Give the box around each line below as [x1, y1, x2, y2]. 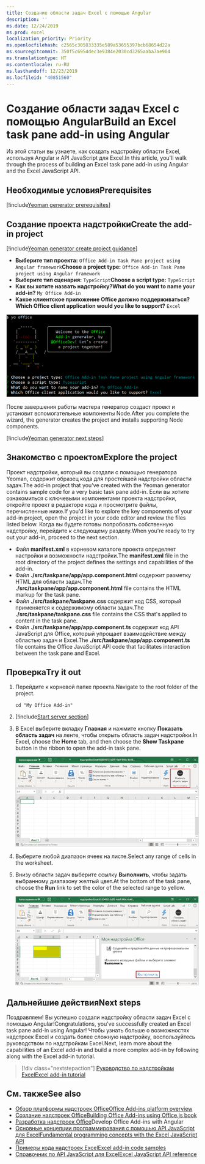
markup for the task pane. [15, 591, 81, 598]
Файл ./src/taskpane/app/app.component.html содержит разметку [15, 571, 191, 578]
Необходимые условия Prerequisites [6, 185, 152, 195]
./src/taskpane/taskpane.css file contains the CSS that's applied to [15, 610, 187, 617]
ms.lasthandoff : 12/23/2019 [6, 68, 78, 74]
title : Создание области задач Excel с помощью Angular [6, 10, 151, 16]
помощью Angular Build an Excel [6, 114, 176, 129]
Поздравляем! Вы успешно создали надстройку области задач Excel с [6, 1013, 191, 1021]
